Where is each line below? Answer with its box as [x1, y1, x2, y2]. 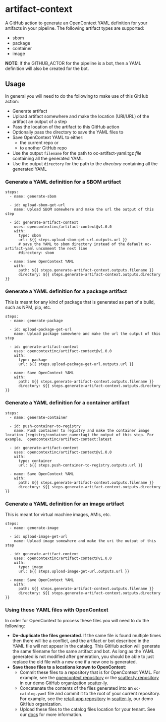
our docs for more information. [19, 712, 83, 718]
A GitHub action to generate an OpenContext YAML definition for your [5, 20, 148, 26]
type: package [18, 357, 48, 363]
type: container [18, 458, 52, 463]
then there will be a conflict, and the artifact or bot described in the [12, 638, 150, 644]
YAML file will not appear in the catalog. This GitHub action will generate [12, 643, 160, 649]
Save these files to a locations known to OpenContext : [12, 664, 126, 670]
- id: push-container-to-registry [9, 423, 81, 429]
